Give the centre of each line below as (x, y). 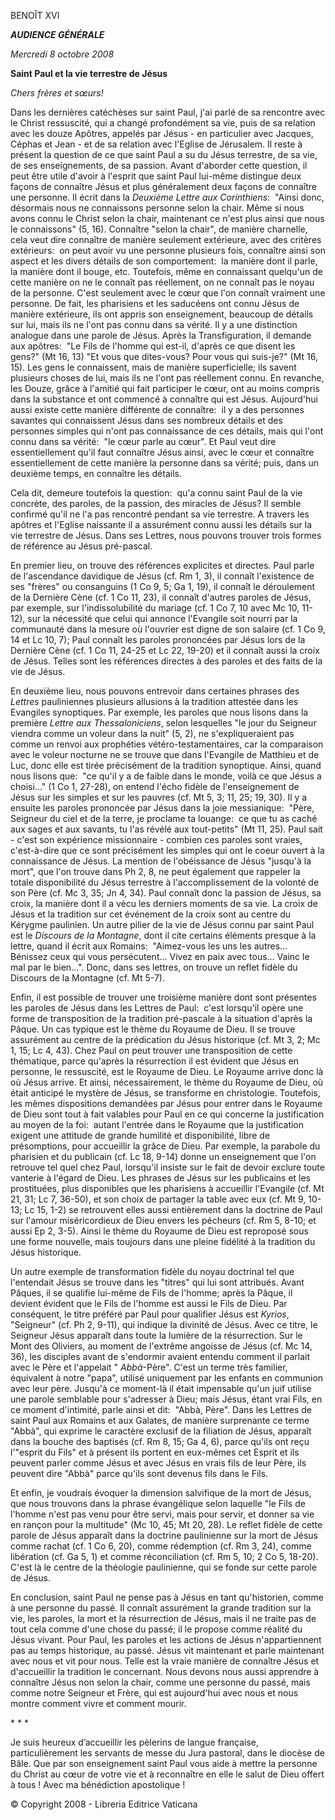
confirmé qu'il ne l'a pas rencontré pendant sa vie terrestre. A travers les (160, 514)
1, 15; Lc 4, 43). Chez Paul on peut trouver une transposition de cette (151, 1050)
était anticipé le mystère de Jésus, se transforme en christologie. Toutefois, (165, 1093)
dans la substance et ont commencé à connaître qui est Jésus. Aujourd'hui (164, 399)
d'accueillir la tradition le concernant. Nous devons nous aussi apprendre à (165, 1671)
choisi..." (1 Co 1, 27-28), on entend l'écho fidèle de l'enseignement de (155, 786)
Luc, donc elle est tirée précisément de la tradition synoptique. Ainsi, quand (166, 765)
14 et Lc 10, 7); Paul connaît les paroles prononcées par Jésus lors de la (158, 639)
